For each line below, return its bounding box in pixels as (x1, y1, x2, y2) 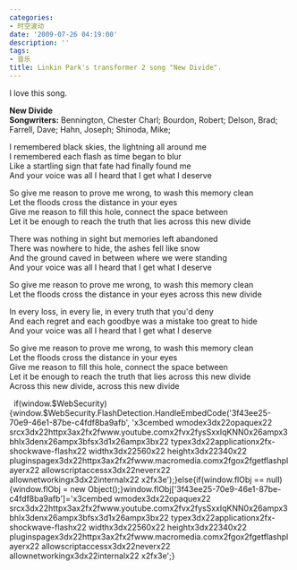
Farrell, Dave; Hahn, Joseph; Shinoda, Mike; (9, 124, 172, 134)
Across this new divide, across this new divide (9, 380, 181, 391)
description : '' (9, 38, 70, 47)
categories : (9, 13, 54, 22)
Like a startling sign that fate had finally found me (9, 160, 191, 171)
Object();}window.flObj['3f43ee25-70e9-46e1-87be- (88, 483, 282, 494)
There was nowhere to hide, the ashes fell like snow (9, 243, 200, 254)
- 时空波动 (9, 22, 45, 30)
